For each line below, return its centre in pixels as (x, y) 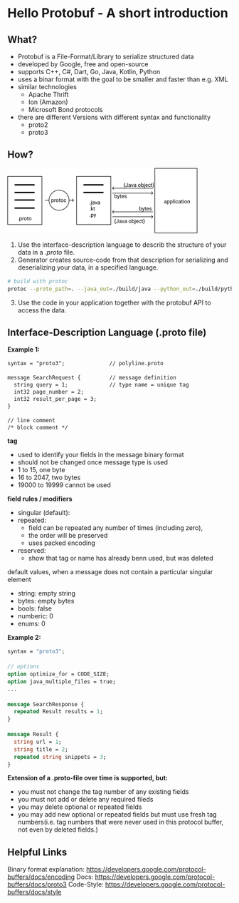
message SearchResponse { (46, 704)
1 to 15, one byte (41, 470)
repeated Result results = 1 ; (58, 712)
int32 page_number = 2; (49, 392)
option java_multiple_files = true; (62, 682)
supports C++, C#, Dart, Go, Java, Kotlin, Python (89, 72)
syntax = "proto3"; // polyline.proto (85, 364)
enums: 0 (31, 624)
